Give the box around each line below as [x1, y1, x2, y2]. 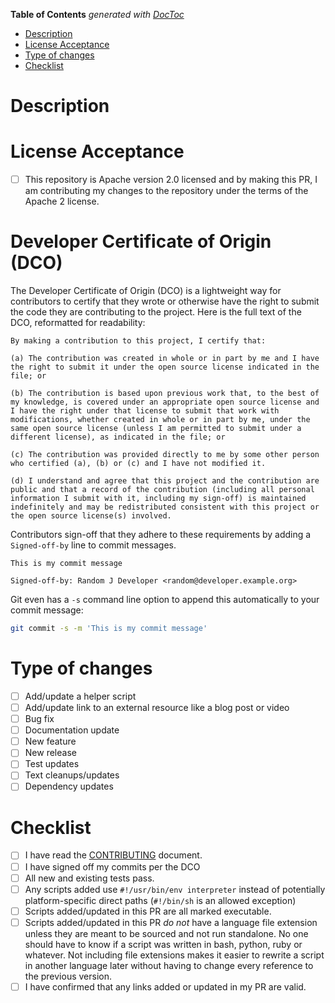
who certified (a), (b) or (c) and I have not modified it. [10, 459, 267, 469]
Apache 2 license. [24, 195, 100, 208]
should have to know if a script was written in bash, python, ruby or [24, 938, 303, 950]
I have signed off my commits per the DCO [24, 860, 201, 873]
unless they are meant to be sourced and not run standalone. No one [24, 927, 309, 939]
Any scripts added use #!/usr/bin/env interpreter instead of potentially [24, 883, 326, 895]
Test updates [24, 758, 80, 770]
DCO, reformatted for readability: [10, 317, 146, 329]
